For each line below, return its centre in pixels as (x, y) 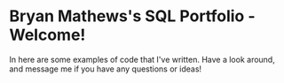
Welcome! (47, 35)
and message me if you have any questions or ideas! (106, 69)
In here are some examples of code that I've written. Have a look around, (142, 59)
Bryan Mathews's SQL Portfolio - (132, 16)
